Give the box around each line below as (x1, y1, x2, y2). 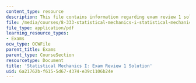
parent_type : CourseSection (6, 52, 75, 58)
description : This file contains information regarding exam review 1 (6, 14, 181, 20)
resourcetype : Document (6, 57, 64, 63)
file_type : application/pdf (6, 25, 75, 31)
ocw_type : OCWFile (6, 41, 51, 47)
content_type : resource (6, 8, 64, 15)
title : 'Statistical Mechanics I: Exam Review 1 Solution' (6, 63, 153, 69)
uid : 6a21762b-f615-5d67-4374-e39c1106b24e (6, 68, 114, 74)
